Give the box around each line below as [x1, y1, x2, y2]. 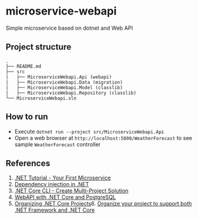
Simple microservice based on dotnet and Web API [5, 24, 133, 32]
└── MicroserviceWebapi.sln [5, 95, 77, 101]
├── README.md [5, 63, 42, 69]
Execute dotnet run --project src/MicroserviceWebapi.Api [14, 127, 165, 135]
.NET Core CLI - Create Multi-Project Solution [14, 187, 129, 195]
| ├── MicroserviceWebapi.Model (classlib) [5, 84, 123, 90]
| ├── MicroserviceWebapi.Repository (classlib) [5, 90, 137, 96]
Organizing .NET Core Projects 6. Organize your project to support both [14, 200, 193, 207]
